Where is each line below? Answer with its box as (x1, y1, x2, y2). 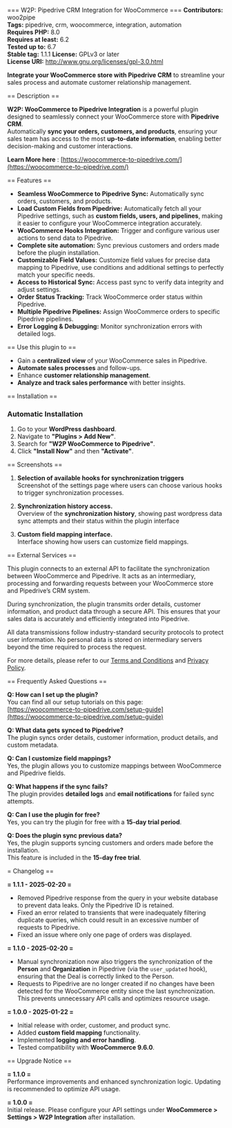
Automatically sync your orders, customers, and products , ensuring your (7, 128, 217, 135)
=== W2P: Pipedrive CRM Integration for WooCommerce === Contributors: (7, 6, 223, 14)
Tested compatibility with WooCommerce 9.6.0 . (17, 1043, 155, 1052)
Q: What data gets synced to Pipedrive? (7, 726, 124, 734)
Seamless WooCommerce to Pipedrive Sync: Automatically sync (17, 190, 204, 198)
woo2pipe (7, 13, 36, 21)
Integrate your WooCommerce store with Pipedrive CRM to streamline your (7, 71, 225, 79)
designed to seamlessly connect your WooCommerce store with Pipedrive (7, 112, 220, 121)
